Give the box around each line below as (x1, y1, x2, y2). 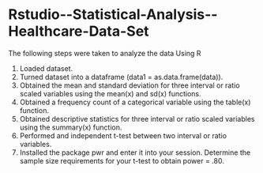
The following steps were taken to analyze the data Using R (8, 48, 201, 58)
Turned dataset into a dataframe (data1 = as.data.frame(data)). (19, 72, 224, 81)
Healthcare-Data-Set (8, 22, 149, 40)
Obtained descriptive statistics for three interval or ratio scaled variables (19, 114, 255, 123)
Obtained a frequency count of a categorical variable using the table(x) (19, 97, 251, 107)
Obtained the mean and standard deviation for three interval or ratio (19, 81, 240, 90)
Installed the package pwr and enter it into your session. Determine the (19, 148, 251, 157)
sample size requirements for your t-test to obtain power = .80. (19, 156, 225, 165)
